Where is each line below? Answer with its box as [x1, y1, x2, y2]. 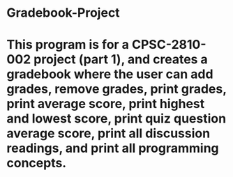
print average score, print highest [6, 96, 205, 112]
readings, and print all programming [6, 141, 219, 156]
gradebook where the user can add [6, 66, 213, 82]
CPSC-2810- [131, 37, 206, 53]
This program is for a [6, 37, 130, 53]
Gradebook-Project [6, 5, 120, 21]
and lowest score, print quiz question [6, 111, 227, 127]
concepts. [6, 155, 67, 171]
